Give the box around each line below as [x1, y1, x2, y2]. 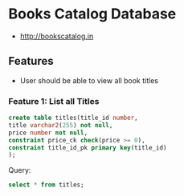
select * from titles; [8, 181, 84, 189]
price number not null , [8, 129, 88, 137]
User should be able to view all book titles [19, 75, 159, 85]
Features [8, 54, 54, 68]
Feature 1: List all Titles [8, 95, 100, 106]
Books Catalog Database [8, 5, 177, 23]
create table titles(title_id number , [8, 114, 138, 122]
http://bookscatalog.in [19, 31, 94, 41]
